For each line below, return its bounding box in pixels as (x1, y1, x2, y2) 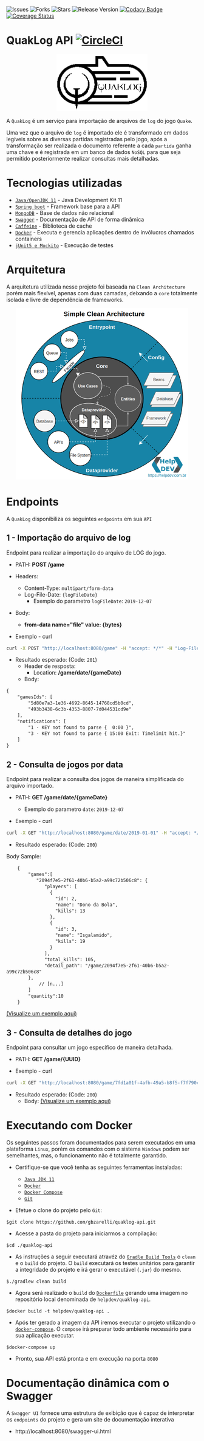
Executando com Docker (6, 1119, 133, 1132)
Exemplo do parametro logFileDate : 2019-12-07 (33, 597, 152, 605)
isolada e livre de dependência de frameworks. (6, 296, 124, 303)
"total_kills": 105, (44, 956, 97, 963)
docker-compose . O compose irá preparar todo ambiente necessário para (15, 1325, 191, 1333)
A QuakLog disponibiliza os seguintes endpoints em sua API (6, 515, 152, 522)
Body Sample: (6, 853, 41, 860)
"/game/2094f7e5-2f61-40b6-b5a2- (84, 962, 170, 969)
